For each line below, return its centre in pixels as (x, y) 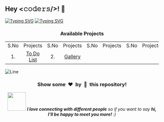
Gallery (72, 57)
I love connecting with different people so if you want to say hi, (92, 109)
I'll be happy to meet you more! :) (82, 114)
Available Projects (82, 33)
